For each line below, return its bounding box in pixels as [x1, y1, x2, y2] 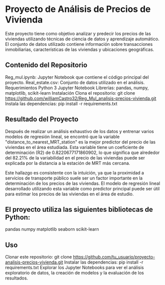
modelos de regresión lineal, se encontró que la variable [5, 134, 120, 140]
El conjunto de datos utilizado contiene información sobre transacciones [5, 41, 153, 47]
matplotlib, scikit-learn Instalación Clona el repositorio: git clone [5, 90, 135, 96]
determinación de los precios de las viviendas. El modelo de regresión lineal [5, 180, 160, 186]
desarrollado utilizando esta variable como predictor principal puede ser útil [5, 185, 160, 191]
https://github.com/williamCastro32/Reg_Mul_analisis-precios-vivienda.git [5, 95, 157, 101]
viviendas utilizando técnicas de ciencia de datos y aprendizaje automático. [5, 36, 160, 42]
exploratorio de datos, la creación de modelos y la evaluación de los [5, 270, 144, 276]
